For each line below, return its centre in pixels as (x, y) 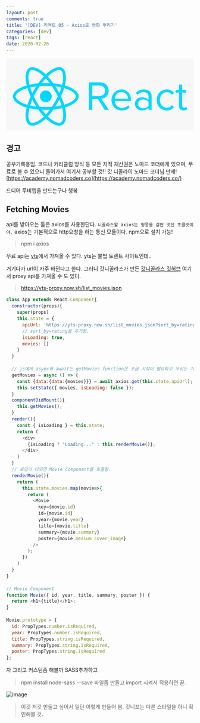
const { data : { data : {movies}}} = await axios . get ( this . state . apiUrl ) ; (105, 381)
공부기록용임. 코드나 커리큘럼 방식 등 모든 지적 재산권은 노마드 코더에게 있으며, (97, 164)
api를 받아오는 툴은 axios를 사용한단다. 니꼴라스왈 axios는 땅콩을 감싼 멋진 (90, 225)
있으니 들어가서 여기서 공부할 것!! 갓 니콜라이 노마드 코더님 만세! (103, 171)
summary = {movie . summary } (69, 532)
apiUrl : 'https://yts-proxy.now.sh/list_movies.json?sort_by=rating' (110, 325)
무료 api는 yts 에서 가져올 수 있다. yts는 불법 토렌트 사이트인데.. (79, 256)
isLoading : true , (43, 337)
